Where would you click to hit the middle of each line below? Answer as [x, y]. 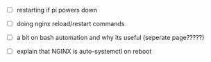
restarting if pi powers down [57, 10]
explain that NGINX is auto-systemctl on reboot [84, 52]
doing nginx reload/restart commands [70, 24]
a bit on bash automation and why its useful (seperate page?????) [110, 38]
